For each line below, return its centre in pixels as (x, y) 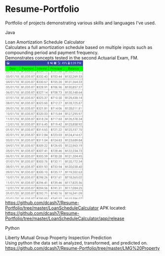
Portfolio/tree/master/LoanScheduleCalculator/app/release (65, 218)
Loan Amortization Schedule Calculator (45, 42)
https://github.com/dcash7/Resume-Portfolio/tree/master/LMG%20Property (82, 248)
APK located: (113, 208)
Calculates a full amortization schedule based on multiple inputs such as (79, 47)
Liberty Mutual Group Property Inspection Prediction (59, 237)
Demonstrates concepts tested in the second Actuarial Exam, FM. (72, 57)
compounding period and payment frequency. (52, 52)
